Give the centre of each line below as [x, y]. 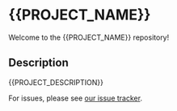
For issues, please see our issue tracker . [76, 98]
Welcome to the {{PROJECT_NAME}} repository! [89, 37]
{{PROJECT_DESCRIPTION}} [56, 82]
